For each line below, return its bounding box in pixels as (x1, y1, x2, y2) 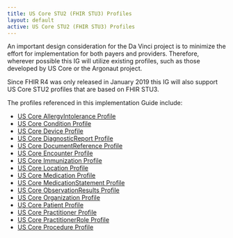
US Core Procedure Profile (17, 223, 94, 232)
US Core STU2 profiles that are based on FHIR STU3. (7, 85, 159, 94)
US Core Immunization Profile (17, 157, 102, 165)
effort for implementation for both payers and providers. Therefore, (7, 49, 200, 58)
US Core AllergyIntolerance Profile (17, 112, 116, 120)
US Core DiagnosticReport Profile (17, 134, 113, 143)
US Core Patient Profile (17, 201, 84, 209)
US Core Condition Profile (17, 120, 92, 128)
